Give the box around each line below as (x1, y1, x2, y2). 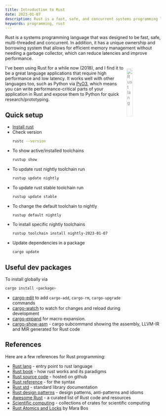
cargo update (12, 250, 40, 255)
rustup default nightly (12, 213, 62, 218)
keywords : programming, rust (5, 21, 65, 26)
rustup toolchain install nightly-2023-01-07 (12, 231, 108, 236)
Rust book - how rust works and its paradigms (12, 368, 107, 374)
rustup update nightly (12, 176, 59, 181)
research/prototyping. (5, 97, 50, 103)
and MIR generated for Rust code (12, 326, 80, 332)
